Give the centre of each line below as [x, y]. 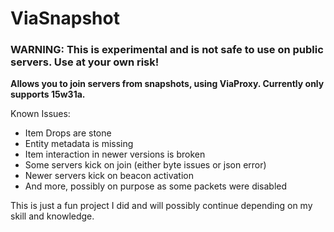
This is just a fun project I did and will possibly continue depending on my [161, 206]
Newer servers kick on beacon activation [109, 176]
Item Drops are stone [68, 133]
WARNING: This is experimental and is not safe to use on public [167, 50]
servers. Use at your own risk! [85, 62]
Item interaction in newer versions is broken [115, 154]
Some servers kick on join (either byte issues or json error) [145, 165]
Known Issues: [40, 114]
